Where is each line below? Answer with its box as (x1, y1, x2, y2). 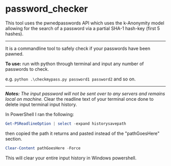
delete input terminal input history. (5, 101, 77, 107)
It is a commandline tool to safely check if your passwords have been (5, 45, 151, 51)
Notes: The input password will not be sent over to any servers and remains (5, 90, 165, 97)
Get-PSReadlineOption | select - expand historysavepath (5, 121, 126, 126)
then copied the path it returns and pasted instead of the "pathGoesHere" (5, 130, 160, 136)
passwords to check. (5, 66, 49, 72)
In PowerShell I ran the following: (5, 111, 74, 117)
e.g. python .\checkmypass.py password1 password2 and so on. (5, 76, 136, 82)
